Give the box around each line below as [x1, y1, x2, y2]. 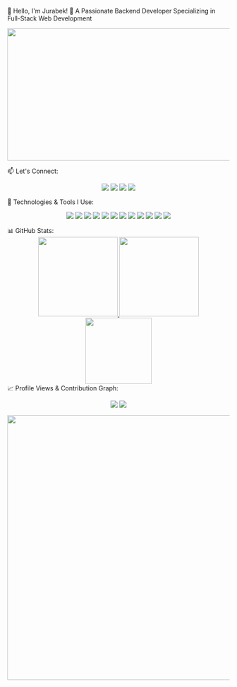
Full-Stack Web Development [7, 14, 92, 23]
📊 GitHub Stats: [7, 227, 54, 234]
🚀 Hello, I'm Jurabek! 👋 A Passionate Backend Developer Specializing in [7, 7, 216, 15]
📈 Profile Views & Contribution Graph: [7, 384, 119, 392]
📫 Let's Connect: [7, 167, 59, 175]
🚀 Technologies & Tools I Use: [7, 198, 94, 206]
